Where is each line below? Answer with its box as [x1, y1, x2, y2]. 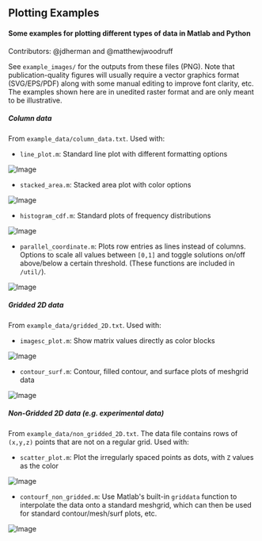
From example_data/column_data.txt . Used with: [8, 133, 165, 143]
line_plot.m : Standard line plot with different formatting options [19, 149, 228, 158]
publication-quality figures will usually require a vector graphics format [8, 70, 240, 79]
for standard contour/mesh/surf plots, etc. [19, 508, 158, 518]
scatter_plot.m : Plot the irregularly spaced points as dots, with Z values [19, 452, 254, 462]
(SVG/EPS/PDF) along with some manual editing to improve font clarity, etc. [8, 79, 255, 88]
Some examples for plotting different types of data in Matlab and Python [8, 28, 251, 38]
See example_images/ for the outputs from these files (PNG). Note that [8, 61, 235, 71]
